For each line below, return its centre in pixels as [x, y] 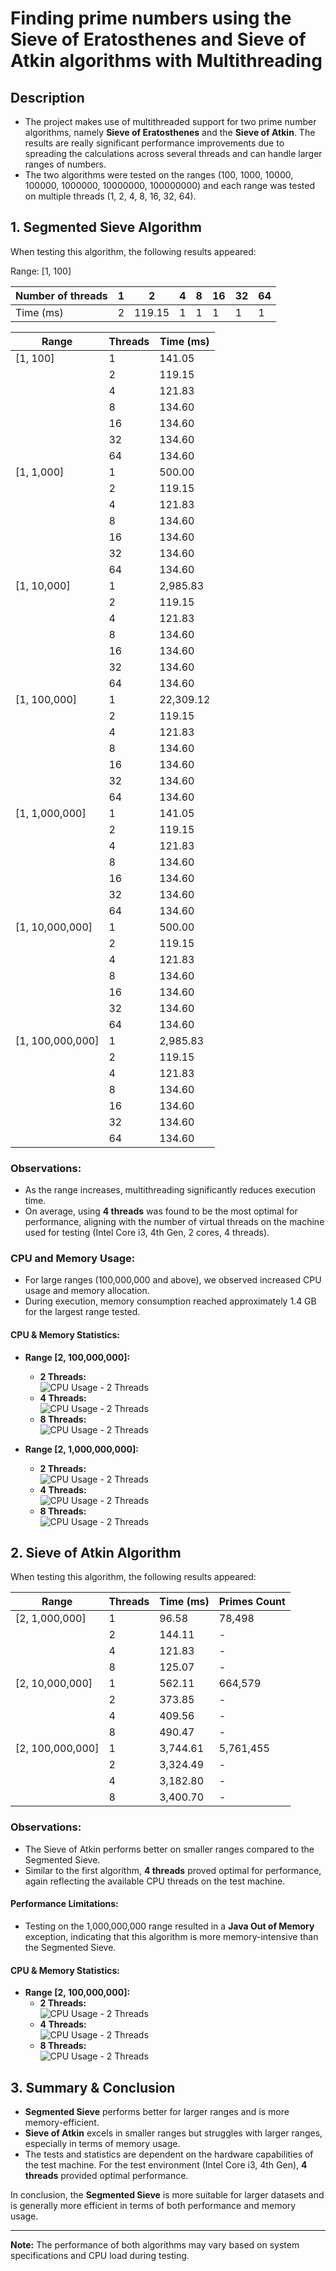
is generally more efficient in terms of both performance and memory [153, 2205]
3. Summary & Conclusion [93, 2087]
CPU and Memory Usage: [73, 1259]
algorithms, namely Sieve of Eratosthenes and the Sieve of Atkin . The [170, 132]
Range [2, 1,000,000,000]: [81, 1449]
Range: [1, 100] [41, 271]
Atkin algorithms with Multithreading [166, 61]
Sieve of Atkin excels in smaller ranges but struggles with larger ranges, [173, 2133]
